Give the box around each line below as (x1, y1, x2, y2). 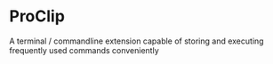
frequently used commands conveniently (9, 44, 160, 55)
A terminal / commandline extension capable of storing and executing (9, 36, 264, 46)
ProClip (9, 6, 65, 27)
